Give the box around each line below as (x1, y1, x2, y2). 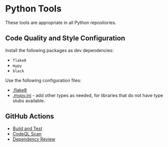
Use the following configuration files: (5, 77, 81, 83)
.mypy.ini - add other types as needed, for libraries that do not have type (12, 92, 163, 98)
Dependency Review (12, 136, 55, 142)
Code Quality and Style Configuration (5, 34, 125, 42)
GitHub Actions (5, 112, 54, 120)
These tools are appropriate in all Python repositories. (5, 19, 117, 25)
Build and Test (12, 125, 43, 131)
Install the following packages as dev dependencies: (5, 47, 114, 53)
